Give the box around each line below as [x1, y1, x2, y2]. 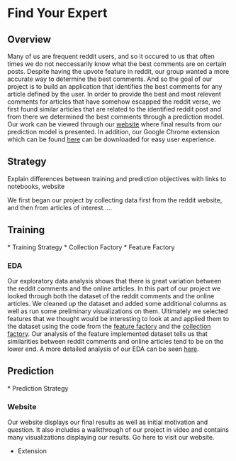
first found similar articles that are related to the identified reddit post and [7, 105, 222, 113]
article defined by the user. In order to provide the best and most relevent [7, 90, 221, 98]
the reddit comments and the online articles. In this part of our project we [7, 284, 221, 293]
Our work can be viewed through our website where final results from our [7, 120, 222, 129]
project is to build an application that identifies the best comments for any [7, 82, 223, 90]
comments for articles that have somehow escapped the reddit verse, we [7, 97, 221, 106]
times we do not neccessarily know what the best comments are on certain [7, 60, 227, 68]
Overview [7, 33, 52, 45]
